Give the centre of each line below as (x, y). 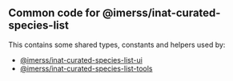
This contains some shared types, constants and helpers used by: (117, 44)
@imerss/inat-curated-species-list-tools (86, 68)
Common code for (54, 13)
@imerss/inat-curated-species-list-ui (81, 60)
